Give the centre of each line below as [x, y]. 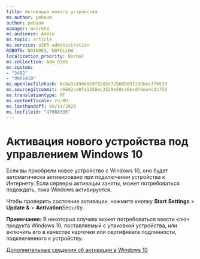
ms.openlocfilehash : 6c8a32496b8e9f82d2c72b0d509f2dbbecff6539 [87, 84]
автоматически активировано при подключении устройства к [86, 177]
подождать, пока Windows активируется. [59, 190]
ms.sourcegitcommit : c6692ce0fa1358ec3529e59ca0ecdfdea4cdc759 [87, 90]
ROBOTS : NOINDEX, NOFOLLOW [40, 51]
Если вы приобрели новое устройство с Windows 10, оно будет [87, 170]
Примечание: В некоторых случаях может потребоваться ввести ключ [98, 220]
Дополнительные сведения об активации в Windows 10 [77, 250]
